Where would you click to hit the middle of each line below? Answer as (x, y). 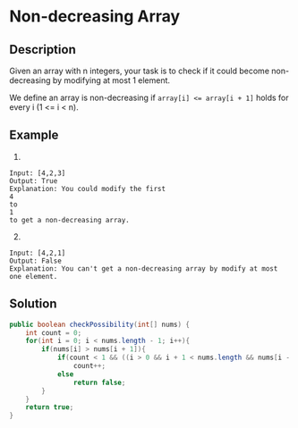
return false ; (99, 382)
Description (43, 50)
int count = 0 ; (54, 332)
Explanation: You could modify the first (88, 189)
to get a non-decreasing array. (69, 220)
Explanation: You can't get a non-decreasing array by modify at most (144, 269)
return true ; (50, 407)
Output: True (34, 180)
